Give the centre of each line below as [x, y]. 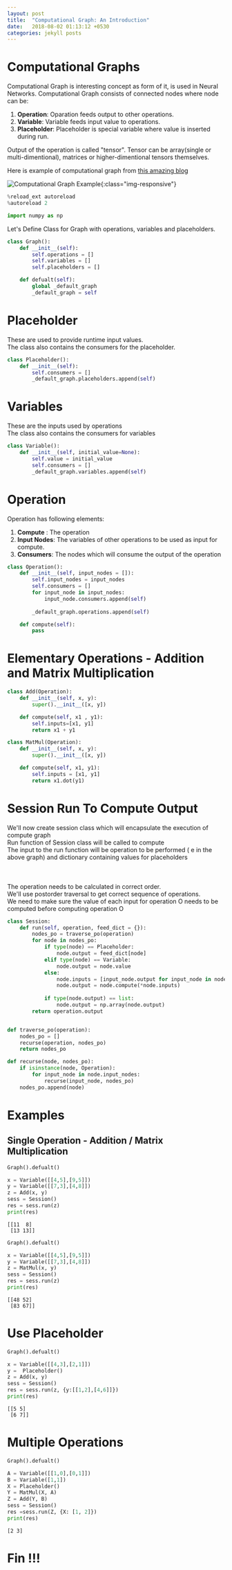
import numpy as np [35, 215]
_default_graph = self [65, 292]
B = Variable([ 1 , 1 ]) [37, 1480]
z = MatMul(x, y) [32, 1268]
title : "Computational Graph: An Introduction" [78, 20]
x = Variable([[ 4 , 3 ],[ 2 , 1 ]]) [49, 1364]
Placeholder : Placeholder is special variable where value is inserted [114, 129]
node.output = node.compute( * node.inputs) [118, 986]
